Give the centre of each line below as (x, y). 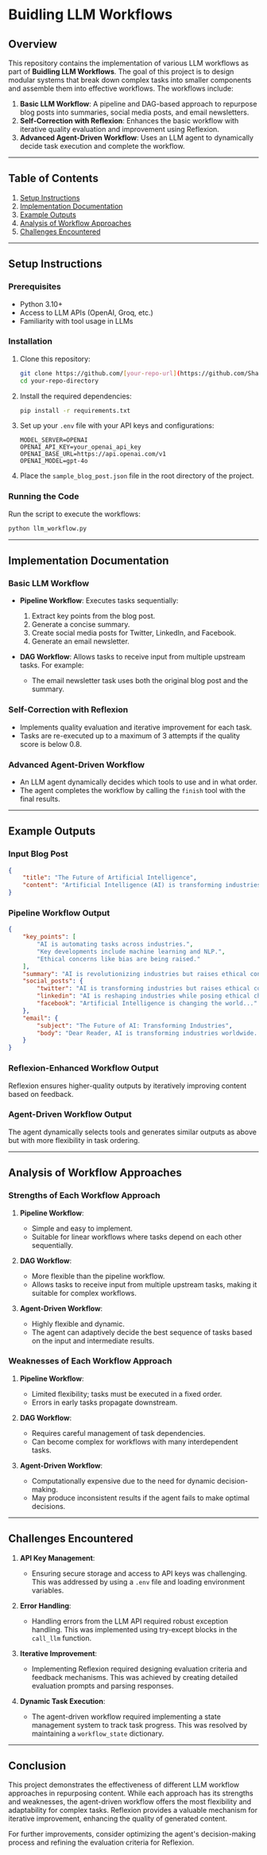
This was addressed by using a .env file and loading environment (138, 1581)
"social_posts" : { (53, 981)
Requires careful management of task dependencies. (118, 1433)
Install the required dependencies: (76, 396)
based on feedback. (41, 1094)
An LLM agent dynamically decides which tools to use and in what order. (139, 782)
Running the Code (44, 496)
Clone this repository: (55, 359)
